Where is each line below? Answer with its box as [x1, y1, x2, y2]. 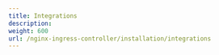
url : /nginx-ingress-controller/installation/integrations [8, 34, 212, 43]
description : [8, 19, 53, 27]
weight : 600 [8, 27, 48, 35]
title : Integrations [8, 11, 78, 20]
